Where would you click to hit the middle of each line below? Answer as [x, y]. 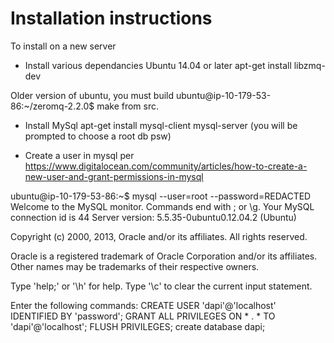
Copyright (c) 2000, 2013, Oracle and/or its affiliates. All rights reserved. [159, 236]
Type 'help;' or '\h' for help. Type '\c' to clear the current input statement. [161, 286]
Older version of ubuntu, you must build [92, 95]
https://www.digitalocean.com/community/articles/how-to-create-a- [166, 166]
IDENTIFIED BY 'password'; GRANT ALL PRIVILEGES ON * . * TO [143, 316]
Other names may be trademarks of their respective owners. [135, 266]
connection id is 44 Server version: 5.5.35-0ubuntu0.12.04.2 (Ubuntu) [153, 217]
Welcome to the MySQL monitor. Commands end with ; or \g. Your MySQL [162, 206]
